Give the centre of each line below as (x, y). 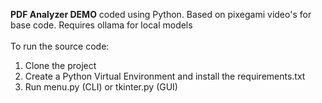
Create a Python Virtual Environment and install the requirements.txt (165, 76)
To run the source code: (60, 46)
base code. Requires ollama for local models (101, 25)
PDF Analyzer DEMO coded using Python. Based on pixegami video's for (161, 14)
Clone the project (60, 65)
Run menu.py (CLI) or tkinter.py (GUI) (101, 87)
